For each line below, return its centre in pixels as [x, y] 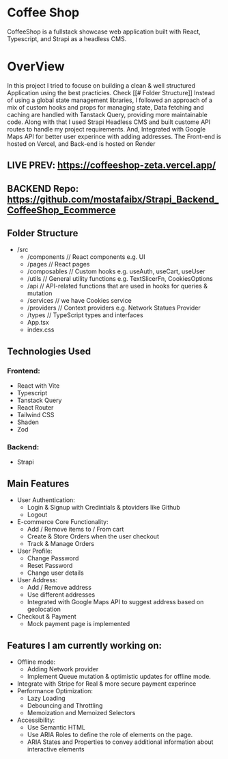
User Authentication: [46, 500]
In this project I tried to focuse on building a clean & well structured [101, 85]
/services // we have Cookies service [79, 301]
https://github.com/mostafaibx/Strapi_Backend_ [113, 199]
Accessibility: [36, 720]
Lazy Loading [46, 698]
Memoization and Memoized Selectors [81, 713]
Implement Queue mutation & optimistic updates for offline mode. [119, 677]
